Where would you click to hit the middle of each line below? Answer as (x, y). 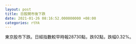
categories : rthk (23, 23)
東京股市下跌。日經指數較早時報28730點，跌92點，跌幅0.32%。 (69, 37)
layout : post (18, 9)
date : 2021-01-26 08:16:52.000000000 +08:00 (51, 18)
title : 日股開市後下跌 (25, 14)
